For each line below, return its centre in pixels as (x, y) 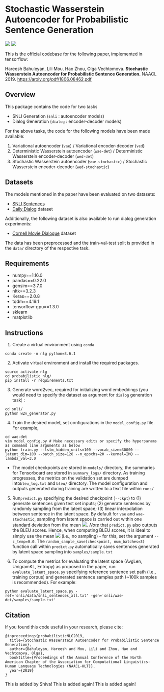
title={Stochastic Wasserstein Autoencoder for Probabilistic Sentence (84, 640)
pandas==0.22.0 (29, 281)
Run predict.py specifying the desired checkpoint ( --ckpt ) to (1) (77, 498)
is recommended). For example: (44, 583)
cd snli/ (14, 409)
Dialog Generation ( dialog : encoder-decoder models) (67, 121)
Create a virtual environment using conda (53, 345)
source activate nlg (26, 372)
